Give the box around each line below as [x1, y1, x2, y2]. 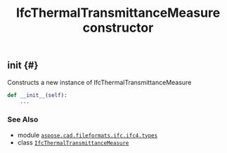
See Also [7, 114, 39, 124]
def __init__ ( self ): [7, 91, 68, 99]
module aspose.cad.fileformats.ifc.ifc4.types [17, 131, 158, 139]
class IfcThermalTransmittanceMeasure [17, 138, 129, 147]
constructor [82, 20, 154, 36]
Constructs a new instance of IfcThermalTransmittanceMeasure [7, 78, 192, 86]
